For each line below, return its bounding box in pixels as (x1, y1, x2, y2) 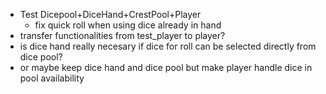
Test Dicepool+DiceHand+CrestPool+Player (19, 9, 202, 20)
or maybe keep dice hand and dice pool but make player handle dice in (19, 62, 313, 73)
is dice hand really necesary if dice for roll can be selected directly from (19, 40, 317, 52)
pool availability (19, 72, 85, 84)
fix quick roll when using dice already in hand (34, 19, 222, 31)
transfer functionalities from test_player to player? (19, 30, 226, 41)
